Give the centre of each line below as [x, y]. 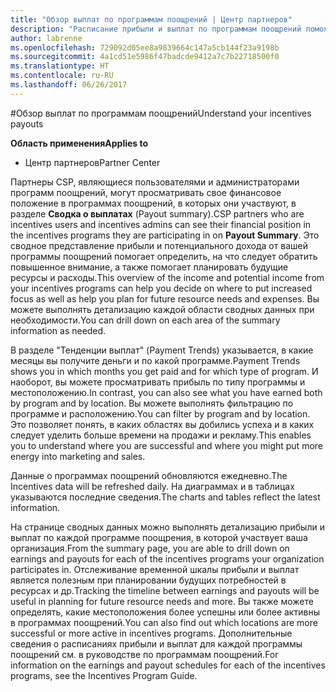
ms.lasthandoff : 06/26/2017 [69, 85]
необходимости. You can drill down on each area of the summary [145, 320]
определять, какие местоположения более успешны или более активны [165, 612]
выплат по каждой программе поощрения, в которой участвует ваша [159, 537]
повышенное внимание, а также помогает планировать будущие [149, 267]
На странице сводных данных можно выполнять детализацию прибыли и [167, 527]
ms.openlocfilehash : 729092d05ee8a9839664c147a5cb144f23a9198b [145, 47]
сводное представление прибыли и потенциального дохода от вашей [159, 245]
